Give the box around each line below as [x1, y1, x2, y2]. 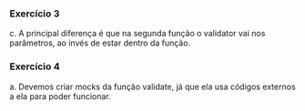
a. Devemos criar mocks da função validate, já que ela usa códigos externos [9, 81, 296, 92]
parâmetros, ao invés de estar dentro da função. [9, 37, 191, 48]
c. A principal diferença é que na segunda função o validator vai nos [9, 28, 266, 39]
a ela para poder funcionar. [9, 90, 111, 102]
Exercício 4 [9, 60, 61, 73]
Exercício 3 [9, 7, 60, 20]
